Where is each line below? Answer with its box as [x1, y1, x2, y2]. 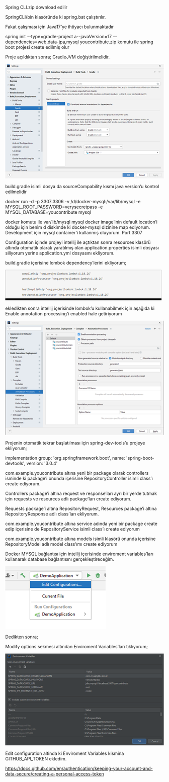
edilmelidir [5, 189, 27, 195]
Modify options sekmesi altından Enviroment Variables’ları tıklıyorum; [5, 643, 148, 649]
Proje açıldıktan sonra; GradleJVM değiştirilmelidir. [5, 54, 110, 60]
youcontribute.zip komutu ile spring [79, 39, 153, 45]
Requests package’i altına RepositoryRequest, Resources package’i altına [5, 505, 157, 511]
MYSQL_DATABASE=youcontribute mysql [5, 209, 92, 215]
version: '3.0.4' [26, 460, 58, 466]
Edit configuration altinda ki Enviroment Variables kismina [5, 750, 124, 756]
